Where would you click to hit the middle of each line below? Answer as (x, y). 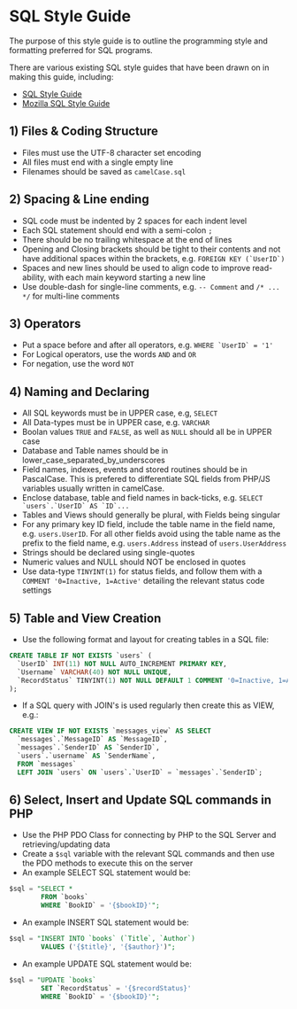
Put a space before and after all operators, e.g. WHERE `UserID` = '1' (148, 345)
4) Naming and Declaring (80, 392)
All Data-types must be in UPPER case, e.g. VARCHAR (116, 423)
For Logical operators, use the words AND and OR (109, 354)
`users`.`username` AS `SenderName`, (87, 756)
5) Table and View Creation (85, 618)
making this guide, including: (61, 76)
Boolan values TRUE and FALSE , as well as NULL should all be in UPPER (147, 432)
